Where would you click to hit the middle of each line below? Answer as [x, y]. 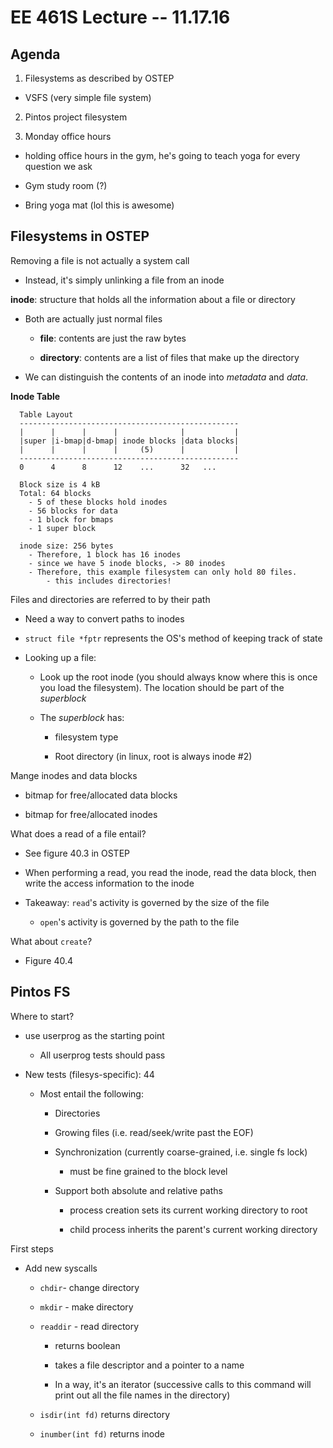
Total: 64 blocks [55, 493]
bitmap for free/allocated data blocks [101, 795]
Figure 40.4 [49, 960]
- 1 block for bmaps [71, 519]
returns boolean [87, 1345]
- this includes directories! [109, 581]
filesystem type [86, 737]
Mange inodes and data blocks [74, 775]
